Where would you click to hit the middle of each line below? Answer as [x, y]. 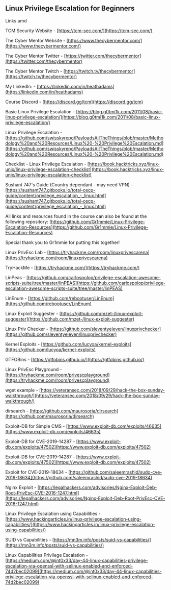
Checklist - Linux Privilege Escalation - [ [47, 164]
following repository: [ [28, 222]
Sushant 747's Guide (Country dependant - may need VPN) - [69, 185]
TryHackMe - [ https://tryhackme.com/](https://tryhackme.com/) [73, 267]
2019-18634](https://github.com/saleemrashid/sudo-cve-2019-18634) [79, 477]
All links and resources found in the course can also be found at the [76, 216]
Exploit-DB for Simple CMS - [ [37, 426]
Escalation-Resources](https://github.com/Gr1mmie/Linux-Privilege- [77, 227]
